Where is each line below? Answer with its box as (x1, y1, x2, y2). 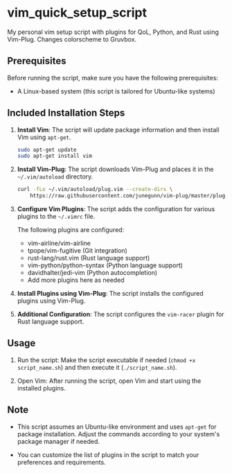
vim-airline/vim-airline (27, 239, 91, 247)
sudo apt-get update (17, 146, 77, 153)
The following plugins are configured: (17, 226, 125, 234)
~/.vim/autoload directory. (17, 172, 93, 181)
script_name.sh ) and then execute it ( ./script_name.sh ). (17, 363, 177, 371)
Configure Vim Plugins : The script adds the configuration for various (17, 205, 215, 213)
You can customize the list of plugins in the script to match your (17, 450, 199, 458)
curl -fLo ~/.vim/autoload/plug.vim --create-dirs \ (17, 186, 173, 193)
